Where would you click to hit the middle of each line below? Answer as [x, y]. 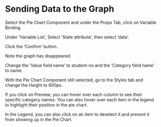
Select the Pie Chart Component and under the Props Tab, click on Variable [81, 22]
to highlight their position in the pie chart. [46, 105]
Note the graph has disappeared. [38, 56]
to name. [14, 70]
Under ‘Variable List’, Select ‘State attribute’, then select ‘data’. [67, 37]
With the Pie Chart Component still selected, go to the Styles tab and [74, 80]
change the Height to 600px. [34, 85]
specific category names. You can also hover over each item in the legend [80, 100]
